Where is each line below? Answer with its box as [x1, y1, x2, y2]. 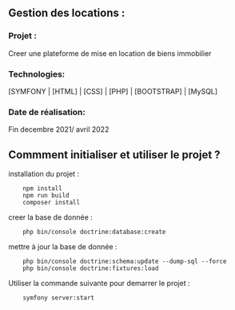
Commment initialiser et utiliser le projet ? [8, 148, 221, 161]
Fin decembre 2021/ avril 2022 [8, 125, 110, 134]
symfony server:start [22, 294, 94, 302]
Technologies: [8, 68, 66, 79]
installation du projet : [8, 169, 80, 179]
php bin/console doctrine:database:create [22, 228, 166, 236]
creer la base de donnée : [8, 213, 94, 222]
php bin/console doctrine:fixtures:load [22, 264, 159, 272]
